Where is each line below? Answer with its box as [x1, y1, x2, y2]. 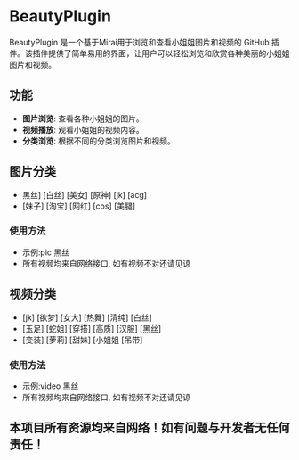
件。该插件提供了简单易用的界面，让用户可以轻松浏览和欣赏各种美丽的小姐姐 [9, 47, 290, 59]
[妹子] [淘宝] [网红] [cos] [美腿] [21, 201, 136, 211]
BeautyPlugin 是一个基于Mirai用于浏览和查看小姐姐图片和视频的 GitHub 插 [9, 37, 280, 47]
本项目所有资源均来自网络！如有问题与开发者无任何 [9, 421, 290, 436]
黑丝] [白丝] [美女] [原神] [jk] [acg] [21, 189, 148, 200]
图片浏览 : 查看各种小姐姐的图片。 [21, 113, 144, 124]
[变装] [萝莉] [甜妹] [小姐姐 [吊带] [21, 334, 143, 345]
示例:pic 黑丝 [21, 247, 69, 258]
